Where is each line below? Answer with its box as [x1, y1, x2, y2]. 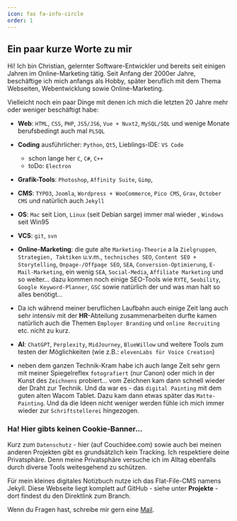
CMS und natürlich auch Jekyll [17, 197, 105, 205]
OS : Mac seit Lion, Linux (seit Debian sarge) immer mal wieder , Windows [17, 210, 224, 219]
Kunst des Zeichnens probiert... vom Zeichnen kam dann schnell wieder [17, 376, 225, 385]
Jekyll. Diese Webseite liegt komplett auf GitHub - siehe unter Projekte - [7, 484, 219, 492]
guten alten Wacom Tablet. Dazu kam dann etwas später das [17, 392, 195, 400]
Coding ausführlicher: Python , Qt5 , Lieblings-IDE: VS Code [17, 141, 184, 149]
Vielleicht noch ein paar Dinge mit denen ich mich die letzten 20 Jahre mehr [7, 98, 229, 107]
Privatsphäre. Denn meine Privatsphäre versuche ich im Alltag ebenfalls [7, 455, 216, 464]
